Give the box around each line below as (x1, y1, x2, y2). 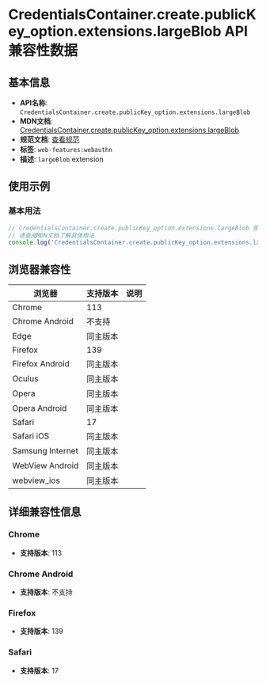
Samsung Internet (12, 446, 79, 457)
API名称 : (19, 98, 48, 108)
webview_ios (12, 475, 61, 486)
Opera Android (12, 403, 67, 414)
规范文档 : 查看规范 (19, 135, 80, 144)
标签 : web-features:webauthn (19, 145, 113, 154)
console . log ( (8, 239, 51, 247)
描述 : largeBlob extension (19, 154, 104, 164)
